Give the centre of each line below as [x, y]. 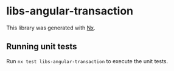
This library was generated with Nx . [51, 28]
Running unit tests [42, 47]
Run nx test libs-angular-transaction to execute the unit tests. [87, 61]
